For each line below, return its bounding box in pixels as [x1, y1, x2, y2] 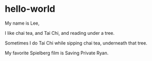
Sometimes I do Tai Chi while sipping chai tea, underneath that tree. [5, 39, 148, 46]
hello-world [5, 3, 56, 15]
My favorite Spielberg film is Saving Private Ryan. [5, 50, 108, 56]
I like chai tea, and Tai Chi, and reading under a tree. [5, 30, 115, 36]
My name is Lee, [5, 20, 40, 26]
